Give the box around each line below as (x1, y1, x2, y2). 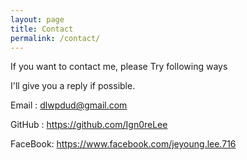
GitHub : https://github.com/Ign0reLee (10, 119, 168, 131)
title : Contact (10, 24, 74, 34)
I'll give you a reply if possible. (10, 80, 136, 92)
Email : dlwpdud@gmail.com (10, 99, 128, 111)
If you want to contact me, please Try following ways (10, 61, 228, 73)
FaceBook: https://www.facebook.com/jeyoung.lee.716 (10, 138, 237, 150)
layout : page (10, 14, 65, 25)
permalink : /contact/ (10, 33, 101, 43)
